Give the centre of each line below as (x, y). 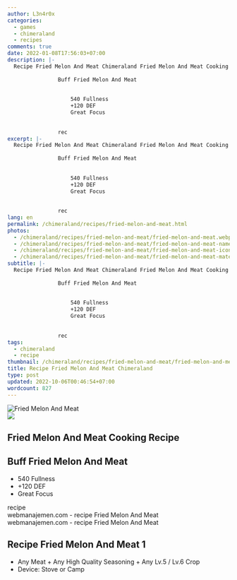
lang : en (20, 218)
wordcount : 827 (30, 388)
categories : (25, 20)
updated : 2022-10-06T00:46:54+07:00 (61, 381)
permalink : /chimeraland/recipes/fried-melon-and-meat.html (98, 224)
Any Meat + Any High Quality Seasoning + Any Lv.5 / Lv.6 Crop (109, 562)
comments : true (30, 47)
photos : (19, 230)
